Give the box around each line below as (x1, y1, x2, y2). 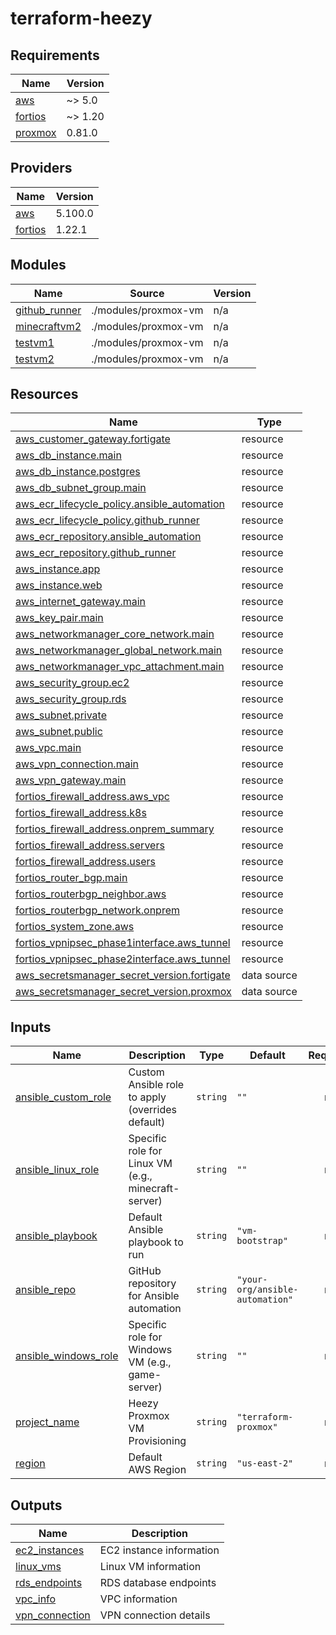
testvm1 (15, 335, 55, 349)
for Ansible (128, 1289, 180, 1303)
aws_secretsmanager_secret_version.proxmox (15, 985, 232, 999)
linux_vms (15, 1560, 62, 1574)
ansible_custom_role (15, 1090, 112, 1104)
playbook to (128, 1235, 184, 1249)
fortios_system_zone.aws (15, 920, 135, 934)
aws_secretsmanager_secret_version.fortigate (15, 968, 231, 982)
